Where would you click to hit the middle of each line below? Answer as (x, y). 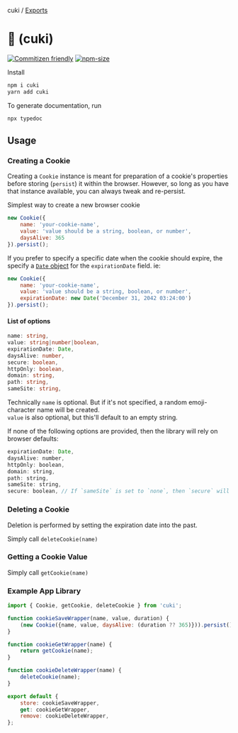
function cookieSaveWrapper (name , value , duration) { (89, 618)
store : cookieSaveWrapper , (60, 703)
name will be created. (69, 410)
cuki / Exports (28, 10)
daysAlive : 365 (42, 238)
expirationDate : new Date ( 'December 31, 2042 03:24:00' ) (106, 298)
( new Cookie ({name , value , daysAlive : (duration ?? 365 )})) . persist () (126, 625)
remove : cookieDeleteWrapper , (65, 716)
